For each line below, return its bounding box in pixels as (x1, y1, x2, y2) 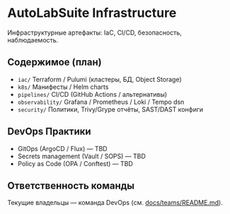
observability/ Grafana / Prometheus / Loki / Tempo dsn (17, 97, 185, 106)
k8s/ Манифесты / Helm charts (17, 83, 109, 91)
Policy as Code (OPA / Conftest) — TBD (17, 159, 133, 167)
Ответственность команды (7, 179, 135, 191)
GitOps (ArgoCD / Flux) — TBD (17, 144, 108, 153)
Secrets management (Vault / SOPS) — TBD (17, 152, 146, 160)
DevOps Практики (7, 126, 91, 138)
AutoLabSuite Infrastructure (7, 5, 177, 21)
